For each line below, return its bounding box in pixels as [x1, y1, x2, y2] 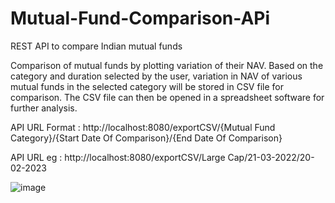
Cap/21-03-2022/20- [227, 151, 315, 163]
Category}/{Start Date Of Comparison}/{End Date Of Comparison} [10, 132, 283, 144]
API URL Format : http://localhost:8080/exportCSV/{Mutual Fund [10, 121, 276, 133]
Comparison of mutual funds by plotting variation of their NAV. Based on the [10, 59, 324, 71]
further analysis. [10, 102, 78, 114]
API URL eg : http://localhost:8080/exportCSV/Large [10, 151, 226, 163]
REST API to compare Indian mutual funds [10, 40, 183, 52]
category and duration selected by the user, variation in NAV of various [10, 70, 303, 82]
